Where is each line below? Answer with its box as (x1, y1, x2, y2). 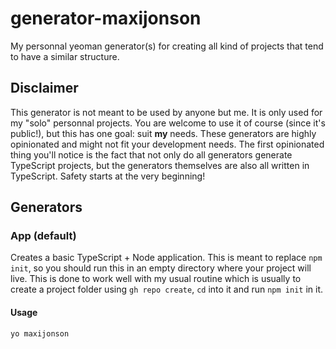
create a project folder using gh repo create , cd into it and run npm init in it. (10, 283, 324, 296)
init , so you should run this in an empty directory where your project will (10, 262, 312, 274)
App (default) (10, 229, 77, 243)
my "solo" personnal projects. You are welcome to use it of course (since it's (10, 117, 326, 129)
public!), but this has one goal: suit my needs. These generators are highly (10, 127, 317, 139)
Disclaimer (10, 80, 79, 97)
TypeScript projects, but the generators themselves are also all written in (10, 159, 310, 171)
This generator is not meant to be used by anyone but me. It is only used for (10, 106, 323, 118)
